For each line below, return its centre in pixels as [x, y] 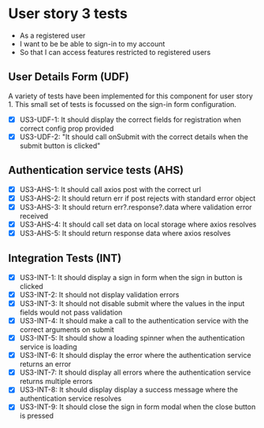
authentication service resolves [71, 399]
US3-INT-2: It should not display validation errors [99, 294]
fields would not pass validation [71, 312]
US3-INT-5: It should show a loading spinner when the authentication [132, 338]
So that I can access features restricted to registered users [115, 52]
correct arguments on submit [67, 330]
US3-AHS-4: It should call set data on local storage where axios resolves [138, 224]
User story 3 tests [68, 14]
